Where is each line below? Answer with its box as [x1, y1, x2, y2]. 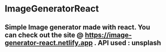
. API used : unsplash [94, 38, 161, 47]
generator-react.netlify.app [5, 38, 93, 47]
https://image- [84, 30, 132, 39]
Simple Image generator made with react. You [5, 23, 150, 31]
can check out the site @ [5, 30, 84, 39]
